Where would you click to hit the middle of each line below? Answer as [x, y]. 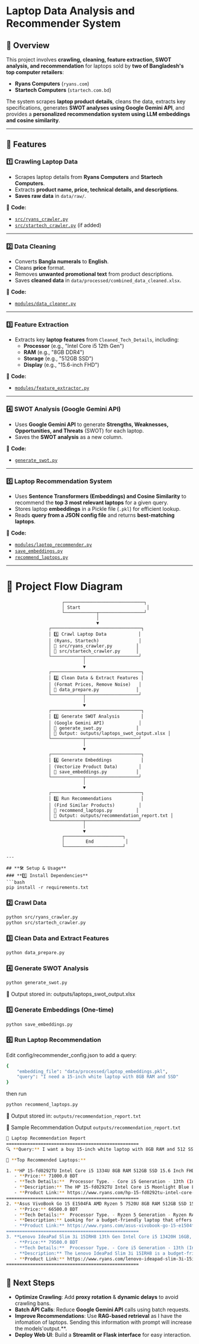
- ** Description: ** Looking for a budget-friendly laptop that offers [103, 1220]
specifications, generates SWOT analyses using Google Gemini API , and [95, 108]
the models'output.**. [41, 1329]
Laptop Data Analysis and [70, 11]
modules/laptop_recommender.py [53, 545]
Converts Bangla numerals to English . [62, 261]
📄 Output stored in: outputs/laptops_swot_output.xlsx [71, 994]
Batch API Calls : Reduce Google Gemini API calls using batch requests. [102, 1310]
